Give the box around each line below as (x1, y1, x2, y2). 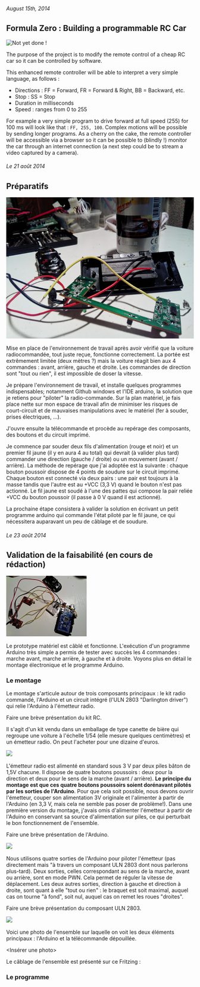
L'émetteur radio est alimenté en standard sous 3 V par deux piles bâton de (6, 762, 190, 769)
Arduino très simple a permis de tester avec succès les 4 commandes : (6, 649, 180, 656)
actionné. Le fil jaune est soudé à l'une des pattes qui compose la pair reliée (6, 487, 193, 494)
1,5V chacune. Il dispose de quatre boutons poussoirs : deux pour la (6, 769, 173, 776)
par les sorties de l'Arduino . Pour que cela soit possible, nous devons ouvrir (6, 788, 194, 795)
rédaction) (6, 560, 46, 570)
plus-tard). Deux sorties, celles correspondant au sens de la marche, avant (6, 867, 190, 875)
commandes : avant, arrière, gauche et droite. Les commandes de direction (6, 363, 191, 371)
